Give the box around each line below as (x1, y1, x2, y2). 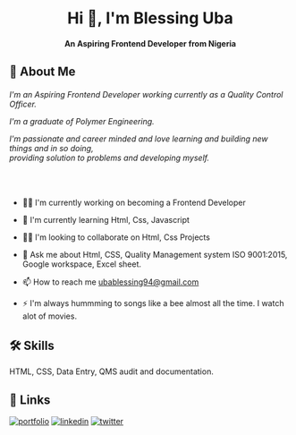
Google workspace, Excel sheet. (21, 259, 141, 269)
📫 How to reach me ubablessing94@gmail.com (21, 277, 199, 287)
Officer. (9, 98, 38, 109)
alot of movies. (21, 311, 78, 321)
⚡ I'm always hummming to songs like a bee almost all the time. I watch (21, 298, 284, 309)
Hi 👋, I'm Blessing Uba (66, 8, 234, 29)
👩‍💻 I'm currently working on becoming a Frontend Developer (21, 197, 246, 209)
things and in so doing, (9, 142, 94, 153)
